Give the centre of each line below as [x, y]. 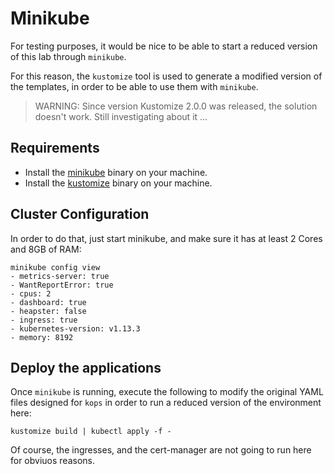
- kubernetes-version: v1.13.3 [75, 328]
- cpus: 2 [31, 293]
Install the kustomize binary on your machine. [118, 183]
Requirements [55, 148]
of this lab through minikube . [68, 56]
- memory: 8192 [42, 337]
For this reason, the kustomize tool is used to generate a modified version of [166, 76]
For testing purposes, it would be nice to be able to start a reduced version [164, 46]
